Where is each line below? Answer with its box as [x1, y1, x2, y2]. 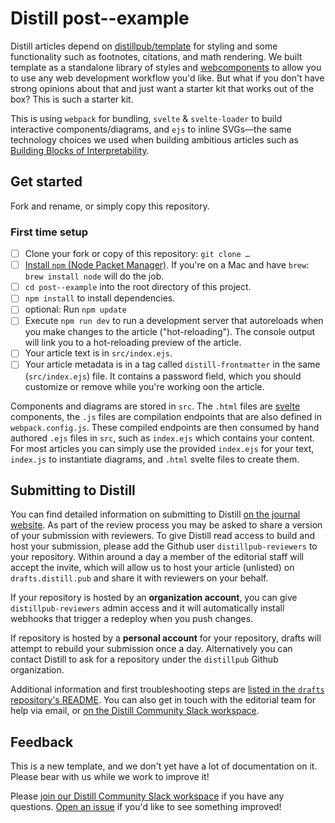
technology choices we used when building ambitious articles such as [10, 133, 299, 146]
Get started [10, 173, 83, 191]
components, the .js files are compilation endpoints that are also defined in [10, 410, 322, 422]
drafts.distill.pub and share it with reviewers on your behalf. [10, 572, 269, 584]
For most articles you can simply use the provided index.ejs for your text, [10, 442, 315, 454]
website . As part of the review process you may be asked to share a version [10, 519, 323, 531]
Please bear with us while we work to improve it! [10, 771, 210, 783]
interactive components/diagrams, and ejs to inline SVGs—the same [10, 123, 292, 135]
